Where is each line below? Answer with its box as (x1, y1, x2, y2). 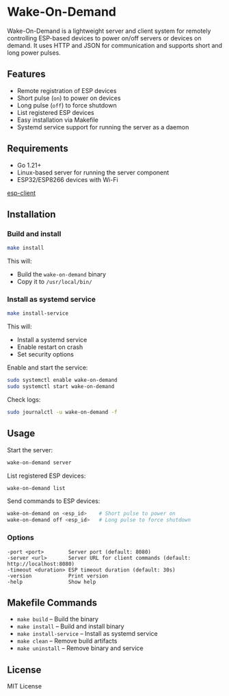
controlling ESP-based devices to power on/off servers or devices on (7, 34, 202, 42)
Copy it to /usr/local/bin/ (16, 278, 92, 286)
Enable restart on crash (16, 343, 83, 351)
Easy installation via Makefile (16, 116, 99, 124)
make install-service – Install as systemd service (16, 630, 159, 638)
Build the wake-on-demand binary (16, 270, 107, 279)
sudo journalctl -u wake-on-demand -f (7, 409, 118, 416)
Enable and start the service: (7, 363, 88, 372)
